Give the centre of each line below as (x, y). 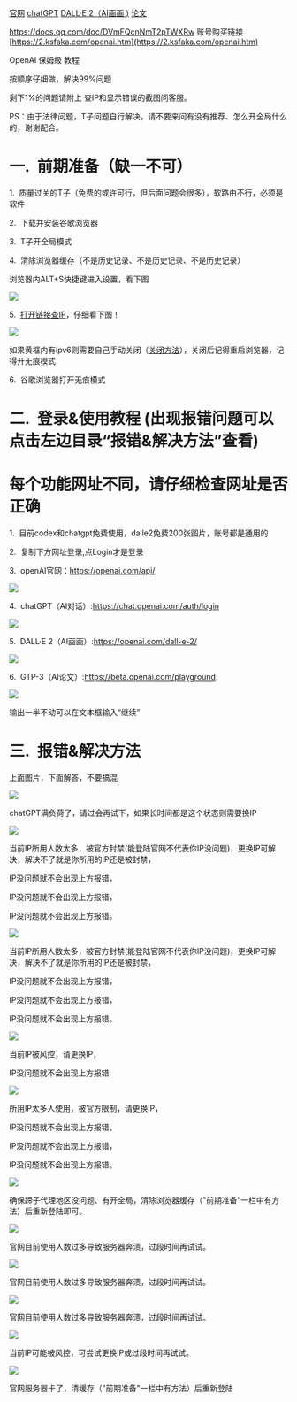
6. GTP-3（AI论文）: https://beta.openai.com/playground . (114, 677)
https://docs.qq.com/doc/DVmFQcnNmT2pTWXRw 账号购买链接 (126, 32)
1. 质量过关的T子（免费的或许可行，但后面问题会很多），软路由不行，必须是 (146, 192)
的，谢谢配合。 (36, 127)
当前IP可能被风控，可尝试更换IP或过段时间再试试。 (102, 1353)
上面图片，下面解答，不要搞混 (63, 778)
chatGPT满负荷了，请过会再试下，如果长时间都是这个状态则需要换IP (133, 813)
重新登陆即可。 (59, 1211)
